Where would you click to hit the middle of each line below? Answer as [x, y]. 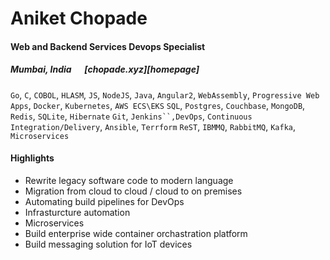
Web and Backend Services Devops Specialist [108, 46]
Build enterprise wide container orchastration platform [136, 233]
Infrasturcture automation [77, 212]
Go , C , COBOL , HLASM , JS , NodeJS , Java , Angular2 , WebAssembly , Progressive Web [165, 94]
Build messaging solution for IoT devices [108, 244]
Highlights [32, 158]
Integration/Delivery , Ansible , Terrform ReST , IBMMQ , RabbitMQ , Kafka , [153, 126]
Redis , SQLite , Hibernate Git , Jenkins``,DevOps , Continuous [131, 116]
